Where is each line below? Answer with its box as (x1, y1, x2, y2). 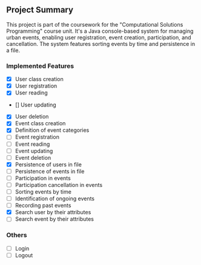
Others (6, 231, 27, 240)
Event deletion (15, 154, 51, 161)
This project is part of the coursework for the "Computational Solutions (6, 21, 183, 28)
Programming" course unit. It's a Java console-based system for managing (6, 27, 194, 34)
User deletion (15, 113, 49, 120)
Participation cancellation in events (15, 181, 103, 188)
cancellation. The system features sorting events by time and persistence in (6, 40, 196, 47)
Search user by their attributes (15, 209, 91, 216)
